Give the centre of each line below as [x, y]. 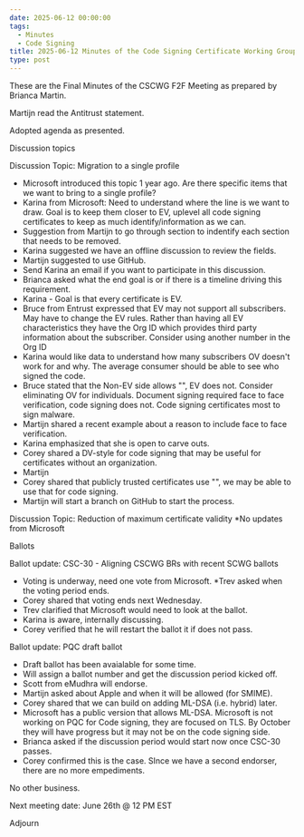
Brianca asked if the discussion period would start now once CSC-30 [151, 741]
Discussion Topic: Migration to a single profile [95, 165]
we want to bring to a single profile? [89, 193]
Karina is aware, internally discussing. [93, 619]
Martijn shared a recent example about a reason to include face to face [155, 424]
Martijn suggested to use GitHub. [84, 260]
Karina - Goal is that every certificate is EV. [102, 299]
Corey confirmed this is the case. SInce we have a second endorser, [150, 761]
